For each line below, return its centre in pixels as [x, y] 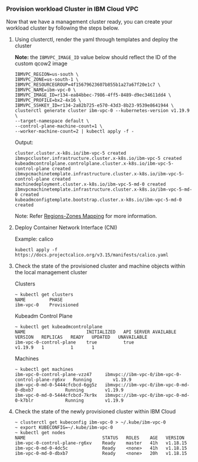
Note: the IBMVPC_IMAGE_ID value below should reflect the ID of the [95, 57]
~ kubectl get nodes [40, 433]
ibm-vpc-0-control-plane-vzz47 [53, 375]
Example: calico [34, 239]
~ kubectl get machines [44, 370]
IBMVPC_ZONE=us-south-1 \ [46, 80]
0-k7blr [24, 401]
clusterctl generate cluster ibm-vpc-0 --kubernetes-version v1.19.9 [102, 111]
